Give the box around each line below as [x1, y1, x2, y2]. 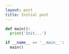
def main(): [5, 26, 30, 31]
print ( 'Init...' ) [10, 31, 47, 36]
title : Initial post [5, 12, 49, 17]
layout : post [5, 7, 33, 13]
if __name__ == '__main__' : [5, 40, 65, 45]
